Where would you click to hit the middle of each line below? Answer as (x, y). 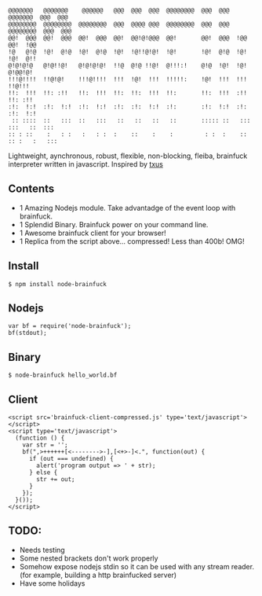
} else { (43, 473)
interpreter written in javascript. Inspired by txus (86, 164)
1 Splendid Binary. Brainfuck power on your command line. (114, 224)
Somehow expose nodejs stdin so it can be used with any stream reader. (137, 566)
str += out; (56, 480)
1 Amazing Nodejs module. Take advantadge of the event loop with (127, 208)
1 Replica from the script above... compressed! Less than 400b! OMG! (132, 241)
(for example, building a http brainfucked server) (98, 575)
